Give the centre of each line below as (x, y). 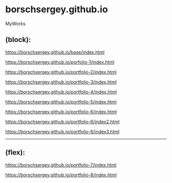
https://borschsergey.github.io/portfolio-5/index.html (61, 101)
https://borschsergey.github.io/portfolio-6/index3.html (62, 131)
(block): (18, 40)
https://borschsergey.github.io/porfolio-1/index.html (60, 62)
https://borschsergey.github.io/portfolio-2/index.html (61, 72)
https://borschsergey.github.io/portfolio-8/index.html (61, 175)
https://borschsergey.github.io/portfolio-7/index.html (61, 165)
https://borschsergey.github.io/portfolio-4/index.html (61, 92)
